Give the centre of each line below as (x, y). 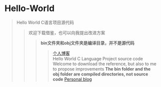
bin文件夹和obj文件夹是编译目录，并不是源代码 (87, 43)
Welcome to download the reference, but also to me (105, 64)
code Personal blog (72, 79)
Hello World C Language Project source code (98, 58)
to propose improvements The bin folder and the (102, 69)
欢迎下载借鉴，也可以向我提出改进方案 (67, 32)
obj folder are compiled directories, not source (100, 74)
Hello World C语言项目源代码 (45, 22)
